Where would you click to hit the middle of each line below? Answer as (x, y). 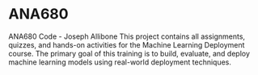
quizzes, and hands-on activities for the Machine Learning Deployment (127, 44)
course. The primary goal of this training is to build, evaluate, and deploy (129, 53)
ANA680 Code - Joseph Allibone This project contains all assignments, (127, 36)
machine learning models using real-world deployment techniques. (120, 62)
